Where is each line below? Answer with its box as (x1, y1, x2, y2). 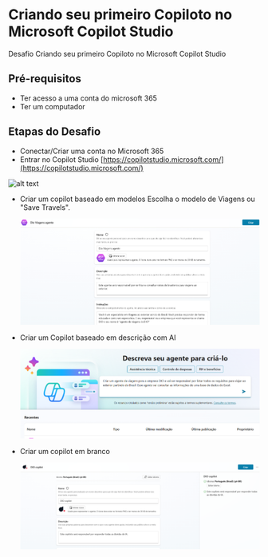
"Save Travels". (19, 202, 70, 212)
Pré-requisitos (8, 72, 82, 85)
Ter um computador (19, 101, 85, 111)
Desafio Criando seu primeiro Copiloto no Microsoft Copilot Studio (8, 49, 227, 58)
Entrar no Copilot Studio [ (19, 154, 104, 164)
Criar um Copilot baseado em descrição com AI (19, 333, 176, 342)
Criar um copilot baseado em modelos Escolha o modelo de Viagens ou (19, 194, 255, 203)
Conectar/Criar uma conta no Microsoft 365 (19, 146, 164, 156)
